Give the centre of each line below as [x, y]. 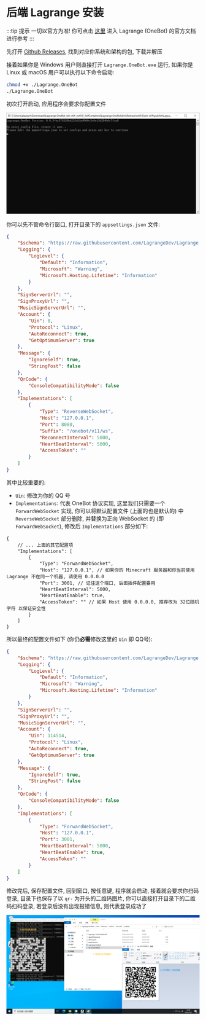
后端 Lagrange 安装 [55, 13]
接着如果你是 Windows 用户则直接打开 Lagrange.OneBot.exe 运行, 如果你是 [100, 65]
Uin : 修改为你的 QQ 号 [43, 495]
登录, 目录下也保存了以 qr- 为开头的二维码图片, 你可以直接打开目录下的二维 [101, 898]
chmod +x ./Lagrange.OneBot [42, 84]
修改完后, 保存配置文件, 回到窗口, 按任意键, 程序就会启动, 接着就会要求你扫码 [103, 891]
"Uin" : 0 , [41, 321]
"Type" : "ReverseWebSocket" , [76, 412]
